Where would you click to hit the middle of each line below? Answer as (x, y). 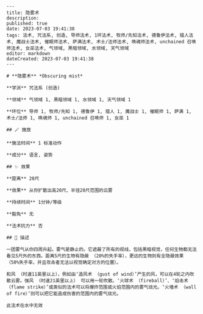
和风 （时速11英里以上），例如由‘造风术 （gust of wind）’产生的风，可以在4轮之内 (98, 274)
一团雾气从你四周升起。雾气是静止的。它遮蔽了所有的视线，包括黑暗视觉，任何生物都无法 (101, 249)
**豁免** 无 (20, 214)
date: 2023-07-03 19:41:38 (41, 29)
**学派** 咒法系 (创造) (33, 88)
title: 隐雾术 (23, 13)
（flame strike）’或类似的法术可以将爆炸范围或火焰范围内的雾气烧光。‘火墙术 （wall (101, 287)
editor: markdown (28, 54)
